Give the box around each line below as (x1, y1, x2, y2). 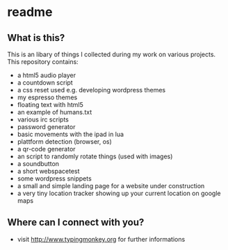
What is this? (7, 32, 65, 44)
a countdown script (17, 78, 73, 87)
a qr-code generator (17, 145, 76, 153)
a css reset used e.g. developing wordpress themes (17, 86, 165, 94)
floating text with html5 (17, 101, 83, 108)
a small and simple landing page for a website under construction (17, 182, 205, 190)
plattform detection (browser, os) (17, 137, 113, 146)
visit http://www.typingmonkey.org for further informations (17, 235, 186, 243)
